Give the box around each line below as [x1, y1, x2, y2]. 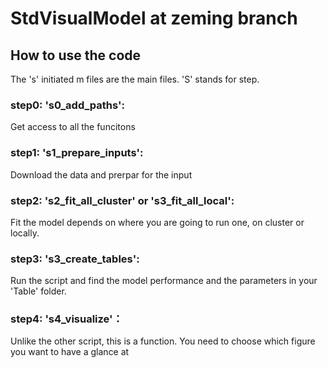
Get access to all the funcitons [10, 121, 136, 133]
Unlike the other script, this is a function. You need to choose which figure [10, 335, 316, 347]
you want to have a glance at [10, 346, 130, 358]
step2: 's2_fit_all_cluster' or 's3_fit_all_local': [10, 193, 235, 207]
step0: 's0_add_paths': [10, 98, 126, 112]
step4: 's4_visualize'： [10, 312, 123, 326]
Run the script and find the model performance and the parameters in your [10, 275, 318, 287]
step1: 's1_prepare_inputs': [10, 146, 144, 160]
